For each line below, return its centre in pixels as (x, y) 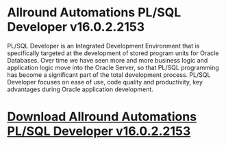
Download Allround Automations (102, 117)
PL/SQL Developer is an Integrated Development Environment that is (103, 46)
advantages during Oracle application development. (80, 89)
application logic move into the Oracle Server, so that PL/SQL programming (113, 67)
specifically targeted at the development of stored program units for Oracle (113, 53)
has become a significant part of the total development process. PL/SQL (109, 75)
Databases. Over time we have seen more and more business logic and (108, 60)
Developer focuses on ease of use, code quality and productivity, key (105, 82)
